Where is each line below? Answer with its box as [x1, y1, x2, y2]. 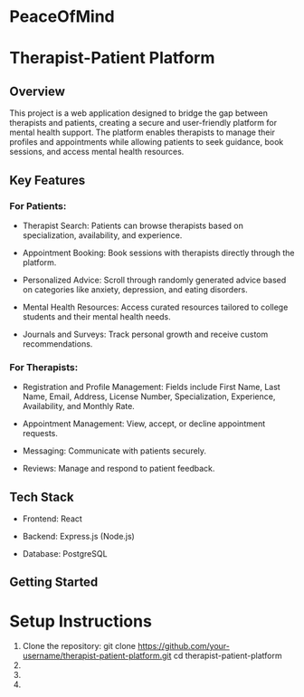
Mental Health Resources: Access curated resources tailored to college [22, 301, 289, 312]
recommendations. [22, 338, 93, 349]
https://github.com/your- [137, 641, 231, 652]
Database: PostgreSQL [22, 548, 108, 559]
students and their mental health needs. [22, 310, 172, 322]
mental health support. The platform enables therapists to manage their [9, 127, 276, 138]
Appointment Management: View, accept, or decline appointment [22, 418, 265, 429]
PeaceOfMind [9, 6, 115, 27]
